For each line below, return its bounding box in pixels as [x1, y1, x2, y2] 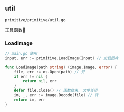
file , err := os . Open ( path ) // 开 [14, 69, 85, 74]
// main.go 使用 [5, 51, 37, 56]
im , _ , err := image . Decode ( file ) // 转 [14, 93, 99, 98]
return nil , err [23, 79, 57, 84]
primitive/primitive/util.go [5, 17, 66, 22]
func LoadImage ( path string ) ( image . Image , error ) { [5, 65, 117, 70]
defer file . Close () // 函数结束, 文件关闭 [14, 88, 98, 93]
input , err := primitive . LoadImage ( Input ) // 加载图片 [5, 55, 119, 61]
